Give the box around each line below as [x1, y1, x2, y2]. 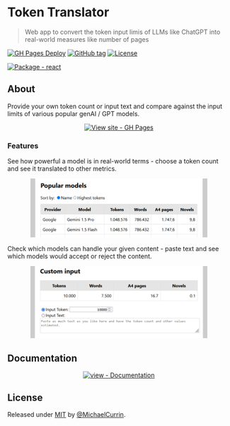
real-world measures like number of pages [24, 35, 149, 43]
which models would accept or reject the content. [7, 252, 152, 260]
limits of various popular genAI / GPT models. [7, 109, 140, 117]
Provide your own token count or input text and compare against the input [7, 102, 223, 110]
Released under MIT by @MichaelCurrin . [7, 410, 126, 418]
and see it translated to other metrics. [7, 164, 117, 173]
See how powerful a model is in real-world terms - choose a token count [7, 157, 219, 166]
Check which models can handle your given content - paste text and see [7, 244, 219, 253]
